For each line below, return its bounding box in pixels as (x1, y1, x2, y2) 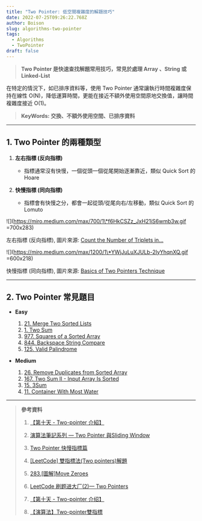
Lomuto (23, 206, 43, 213)
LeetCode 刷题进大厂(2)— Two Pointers (29, 482, 129, 490)
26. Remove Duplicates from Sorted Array (23, 369, 127, 376)
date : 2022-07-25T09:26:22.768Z (6, 14, 87, 20)
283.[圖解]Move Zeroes (29, 470, 88, 477)
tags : (6, 31, 20, 37)
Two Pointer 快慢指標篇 (29, 445, 88, 452)
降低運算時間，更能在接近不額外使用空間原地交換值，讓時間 (46, 91, 194, 99)
